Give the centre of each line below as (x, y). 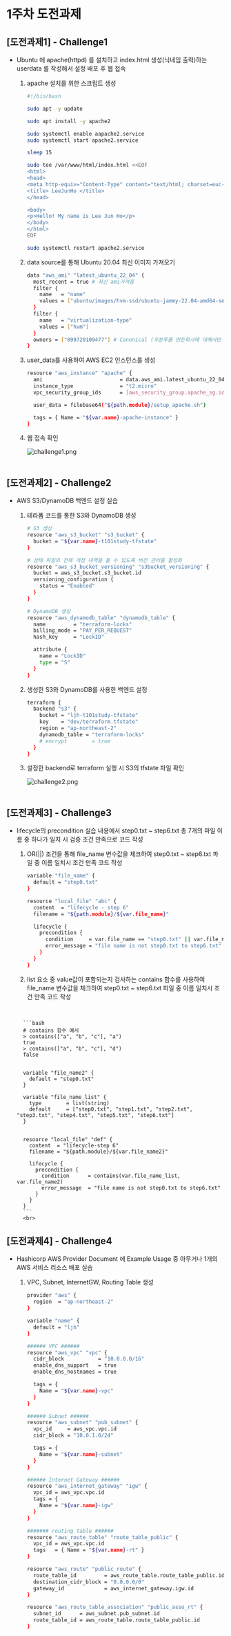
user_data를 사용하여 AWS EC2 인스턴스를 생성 (91, 360)
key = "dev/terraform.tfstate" (89, 722)
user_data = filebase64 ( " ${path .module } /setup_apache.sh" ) (119, 405)
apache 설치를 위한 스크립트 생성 (71, 83)
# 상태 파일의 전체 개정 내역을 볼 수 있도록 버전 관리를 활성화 (104, 560)
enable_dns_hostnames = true (75, 1372)
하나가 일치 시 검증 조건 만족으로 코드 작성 (87, 839)
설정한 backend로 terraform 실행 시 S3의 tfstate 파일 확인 (105, 768)
